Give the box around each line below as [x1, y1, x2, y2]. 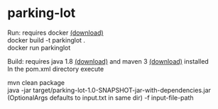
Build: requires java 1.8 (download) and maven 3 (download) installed [7, 57, 209, 65]
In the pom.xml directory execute [7, 64, 104, 73]
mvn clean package [7, 78, 65, 86]
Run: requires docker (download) [7, 28, 104, 37]
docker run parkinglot [7, 43, 71, 52]
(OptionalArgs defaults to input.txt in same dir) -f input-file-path [7, 93, 194, 102]
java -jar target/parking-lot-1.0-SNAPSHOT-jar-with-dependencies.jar [7, 86, 212, 94]
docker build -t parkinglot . [7, 35, 86, 44]
